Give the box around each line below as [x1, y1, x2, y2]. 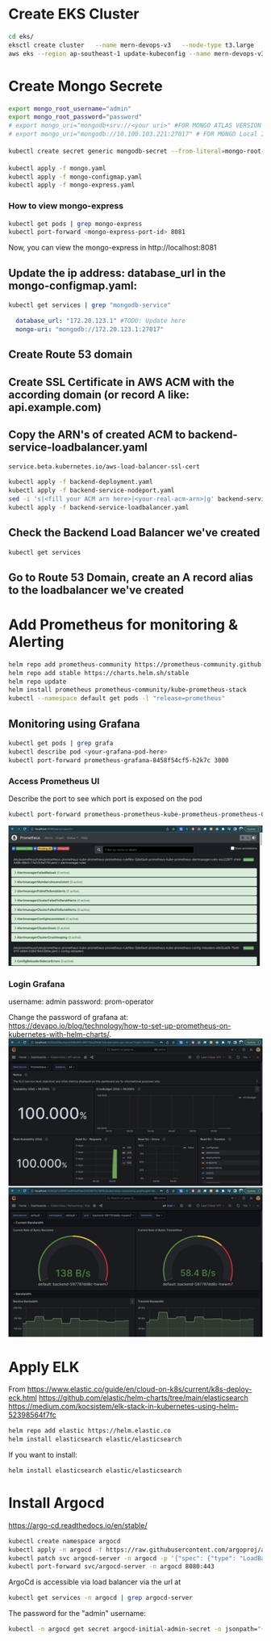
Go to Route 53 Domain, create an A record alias [8, 570, 254, 584]
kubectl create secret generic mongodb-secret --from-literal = [8, 147, 226, 155]
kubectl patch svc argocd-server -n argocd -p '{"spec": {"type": [8, 1554, 236, 1563]
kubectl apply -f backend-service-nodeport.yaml [8, 486, 175, 495]
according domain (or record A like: [8, 388, 190, 401]
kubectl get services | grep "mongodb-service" [8, 301, 172, 309]
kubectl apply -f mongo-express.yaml [8, 181, 135, 190]
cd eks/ [8, 32, 35, 40]
